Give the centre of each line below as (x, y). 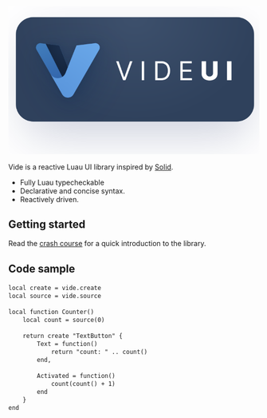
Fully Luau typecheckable (62, 182)
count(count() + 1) (83, 384)
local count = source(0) (64, 320)
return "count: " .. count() (99, 352)
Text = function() (67, 344)
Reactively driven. (49, 199)
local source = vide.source (55, 297)
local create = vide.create (55, 289)
